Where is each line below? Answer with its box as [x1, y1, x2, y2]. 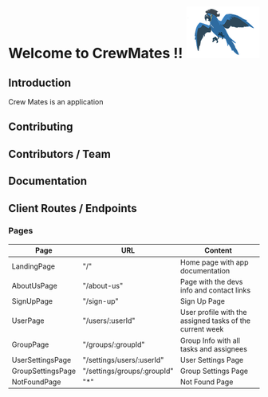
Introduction [8, 76, 72, 89]
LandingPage [11, 261, 56, 271]
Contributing [8, 120, 73, 134]
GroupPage [11, 340, 49, 349]
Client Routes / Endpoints [8, 202, 137, 215]
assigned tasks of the [179, 316, 251, 325]
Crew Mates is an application [8, 97, 104, 106]
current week [179, 324, 224, 334]
